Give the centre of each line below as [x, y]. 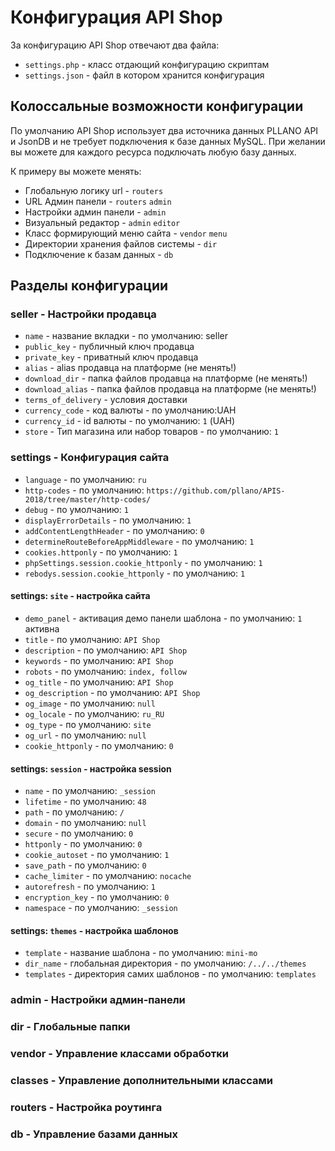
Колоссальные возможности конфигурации [157, 106]
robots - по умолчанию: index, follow [106, 671]
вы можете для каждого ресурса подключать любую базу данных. [153, 152]
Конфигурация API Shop [116, 17]
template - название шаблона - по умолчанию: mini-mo [141, 953]
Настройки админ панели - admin [95, 212]
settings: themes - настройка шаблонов [94, 930]
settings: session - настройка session [91, 768]
